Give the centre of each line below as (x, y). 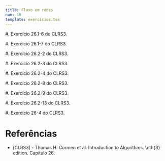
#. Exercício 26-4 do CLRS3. (35, 113)
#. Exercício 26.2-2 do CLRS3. (37, 53)
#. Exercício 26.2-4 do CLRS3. (37, 73)
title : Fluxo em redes (29, 10)
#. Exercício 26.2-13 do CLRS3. (38, 103)
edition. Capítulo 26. (34, 153)
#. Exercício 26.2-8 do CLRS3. (37, 83)
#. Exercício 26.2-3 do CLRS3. (37, 64)
